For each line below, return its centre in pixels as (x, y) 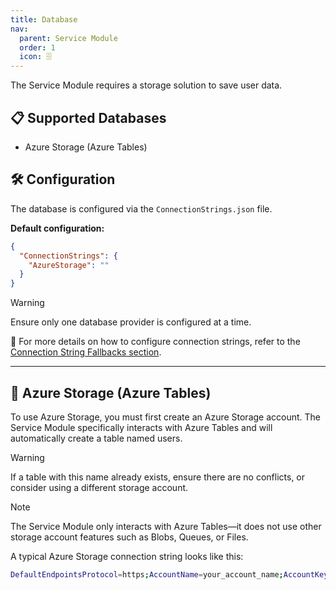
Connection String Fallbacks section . (86, 352)
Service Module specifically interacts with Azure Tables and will (141, 427)
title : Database (44, 19)
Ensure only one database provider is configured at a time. (131, 322)
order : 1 (37, 47)
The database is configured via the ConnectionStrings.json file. (141, 208)
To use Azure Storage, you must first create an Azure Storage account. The (166, 417)
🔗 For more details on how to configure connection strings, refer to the (155, 342)
